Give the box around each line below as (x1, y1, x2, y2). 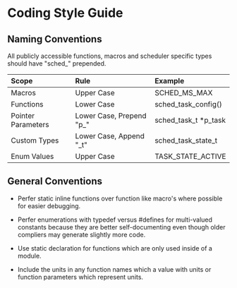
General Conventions (7, 175, 102, 188)
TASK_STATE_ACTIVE (154, 152, 226, 161)
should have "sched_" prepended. (7, 59, 107, 68)
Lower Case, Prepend (75, 111, 147, 121)
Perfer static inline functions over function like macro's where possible (17, 194, 223, 203)
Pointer (11, 111, 35, 121)
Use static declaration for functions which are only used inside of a (17, 244, 213, 252)
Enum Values (11, 152, 54, 161)
